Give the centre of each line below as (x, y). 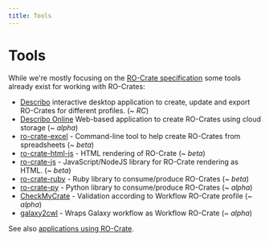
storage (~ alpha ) (49, 127)
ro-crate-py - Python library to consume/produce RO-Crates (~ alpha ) (136, 187)
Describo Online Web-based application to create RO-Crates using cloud (140, 119)
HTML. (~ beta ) (45, 170)
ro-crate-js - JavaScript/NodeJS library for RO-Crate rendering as (129, 161)
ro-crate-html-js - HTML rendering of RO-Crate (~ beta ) (113, 153)
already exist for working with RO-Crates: (77, 86)
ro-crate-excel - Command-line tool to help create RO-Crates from (130, 136)
